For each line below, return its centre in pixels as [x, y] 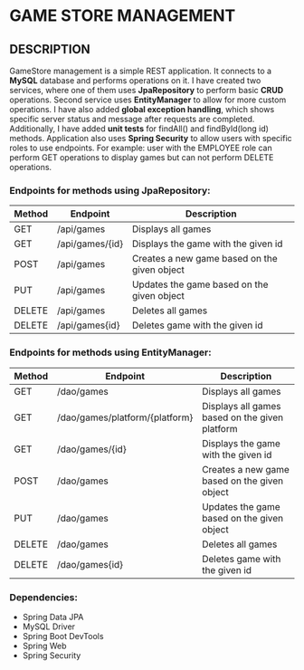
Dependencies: [44, 597]
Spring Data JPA [53, 617]
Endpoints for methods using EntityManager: [110, 352]
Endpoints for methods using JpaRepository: [110, 190]
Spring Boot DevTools [63, 636]
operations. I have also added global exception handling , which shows [142, 109]
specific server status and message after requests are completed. [132, 119]
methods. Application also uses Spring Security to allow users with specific [151, 138]
